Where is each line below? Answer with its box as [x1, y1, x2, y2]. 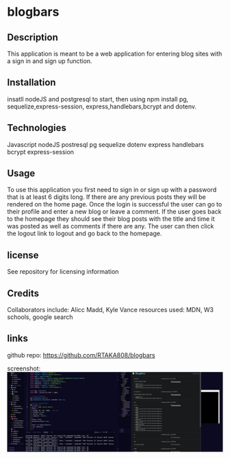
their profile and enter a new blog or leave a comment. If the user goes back [7, 207, 222, 216]
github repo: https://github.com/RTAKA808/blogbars [7, 351, 155, 359]
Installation [7, 77, 56, 89]
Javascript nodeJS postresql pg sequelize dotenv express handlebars [7, 140, 204, 148]
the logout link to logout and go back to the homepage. [7, 229, 162, 237]
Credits [7, 287, 40, 299]
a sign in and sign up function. [7, 57, 92, 65]
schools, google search [7, 313, 73, 321]
